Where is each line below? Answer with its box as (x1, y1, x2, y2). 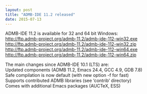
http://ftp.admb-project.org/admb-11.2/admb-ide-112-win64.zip (5, 52, 137, 58)
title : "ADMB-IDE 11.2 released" (5, 12, 76, 17)
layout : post (5, 7, 33, 13)
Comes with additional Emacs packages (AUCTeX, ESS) (5, 83, 121, 89)
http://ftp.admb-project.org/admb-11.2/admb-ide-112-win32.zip (5, 41, 137, 47)
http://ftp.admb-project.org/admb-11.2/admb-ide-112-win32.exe (5, 36, 137, 42)
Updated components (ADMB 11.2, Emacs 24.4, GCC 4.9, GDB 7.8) (5, 67, 142, 73)
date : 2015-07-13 (5, 17, 42, 22)
